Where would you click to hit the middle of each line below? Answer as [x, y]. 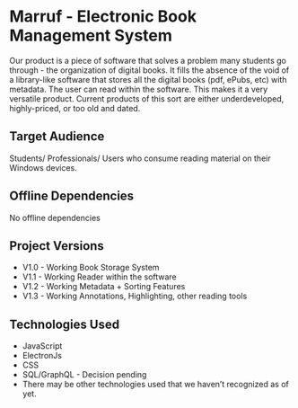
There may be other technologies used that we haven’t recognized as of [155, 385]
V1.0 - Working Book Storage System [91, 268]
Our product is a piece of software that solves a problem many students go [148, 60]
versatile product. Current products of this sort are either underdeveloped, [147, 98]
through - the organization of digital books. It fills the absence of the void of [149, 70]
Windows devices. [44, 167]
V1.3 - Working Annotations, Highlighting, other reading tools [135, 296]
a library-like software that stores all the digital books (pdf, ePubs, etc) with [148, 79]
